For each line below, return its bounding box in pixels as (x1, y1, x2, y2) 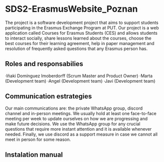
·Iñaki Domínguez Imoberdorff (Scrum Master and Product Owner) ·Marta (5, 72, 153, 79)
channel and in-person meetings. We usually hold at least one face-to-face (5, 110, 157, 116)
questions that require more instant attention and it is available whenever (5, 126, 152, 132)
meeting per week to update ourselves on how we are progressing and (5, 116, 148, 121)
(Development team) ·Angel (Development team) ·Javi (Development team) (5, 78, 156, 84)
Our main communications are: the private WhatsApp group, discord (5, 105, 143, 111)
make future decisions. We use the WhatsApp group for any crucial (5, 121, 141, 127)
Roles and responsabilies (5, 60, 83, 68)
